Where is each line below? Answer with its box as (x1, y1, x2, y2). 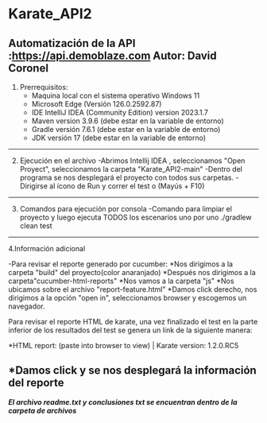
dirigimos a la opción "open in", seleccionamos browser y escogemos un (8, 293, 247, 302)
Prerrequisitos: (19, 83, 68, 91)
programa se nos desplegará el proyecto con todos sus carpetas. (19, 173, 234, 182)
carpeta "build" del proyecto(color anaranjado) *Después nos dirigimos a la (8, 268, 256, 277)
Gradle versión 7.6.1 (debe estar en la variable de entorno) (31, 125, 221, 134)
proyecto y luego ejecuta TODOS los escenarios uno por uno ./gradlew (19, 212, 252, 222)
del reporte (8, 376, 65, 390)
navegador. (8, 301, 45, 311)
